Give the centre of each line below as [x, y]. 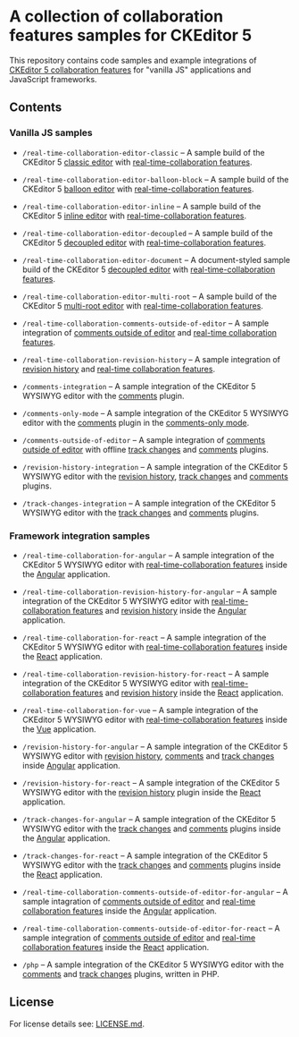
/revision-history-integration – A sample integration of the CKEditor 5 [155, 466]
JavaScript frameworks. [53, 79]
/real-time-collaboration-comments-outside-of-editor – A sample [145, 323]
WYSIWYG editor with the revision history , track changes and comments [155, 476]
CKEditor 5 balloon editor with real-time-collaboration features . [138, 189]
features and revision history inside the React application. [178, 693]
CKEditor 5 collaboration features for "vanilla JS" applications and [130, 70]
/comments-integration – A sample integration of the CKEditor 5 [139, 386]
